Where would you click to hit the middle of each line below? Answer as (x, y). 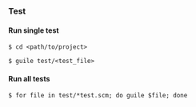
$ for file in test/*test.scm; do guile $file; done (98, 96)
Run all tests (29, 78)
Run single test (34, 30)
